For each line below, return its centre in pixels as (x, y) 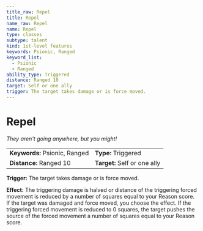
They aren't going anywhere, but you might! (62, 139)
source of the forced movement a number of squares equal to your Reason (101, 216)
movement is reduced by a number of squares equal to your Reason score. (101, 196)
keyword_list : (24, 57)
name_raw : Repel (27, 23)
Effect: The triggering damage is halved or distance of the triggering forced (102, 189)
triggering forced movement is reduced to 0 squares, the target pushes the (101, 209)
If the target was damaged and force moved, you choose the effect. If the (99, 203)
